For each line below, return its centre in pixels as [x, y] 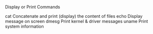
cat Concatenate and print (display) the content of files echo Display [74, 16]
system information [24, 26]
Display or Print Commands [33, 7]
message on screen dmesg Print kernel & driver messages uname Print [76, 21]
